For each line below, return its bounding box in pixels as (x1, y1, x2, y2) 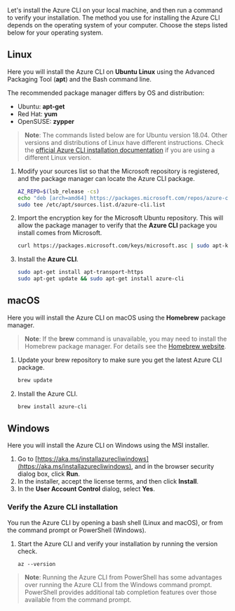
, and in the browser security (130, 462, 215, 471)
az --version (17, 560, 56, 567)
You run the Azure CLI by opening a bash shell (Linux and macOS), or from (7, 518, 223, 527)
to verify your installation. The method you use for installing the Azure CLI (7, 13, 220, 22)
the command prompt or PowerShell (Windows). (7, 526, 147, 534)
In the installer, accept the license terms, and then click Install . (17, 477, 199, 486)
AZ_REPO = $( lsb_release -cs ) (17, 188, 100, 195)
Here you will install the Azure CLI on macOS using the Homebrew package (7, 313, 226, 322)
